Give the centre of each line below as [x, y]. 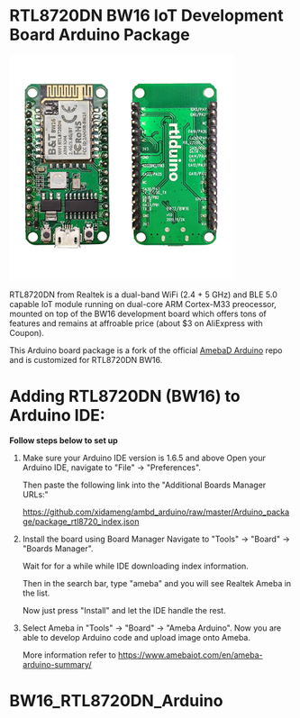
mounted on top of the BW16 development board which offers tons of [138, 314]
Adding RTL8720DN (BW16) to [125, 396]
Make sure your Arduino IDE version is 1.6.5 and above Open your [144, 458]
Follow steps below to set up [64, 440]
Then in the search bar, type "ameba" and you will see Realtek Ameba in [157, 583]
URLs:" [36, 494]
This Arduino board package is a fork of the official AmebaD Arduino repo [146, 350]
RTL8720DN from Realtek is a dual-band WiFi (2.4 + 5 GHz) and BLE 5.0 [143, 295]
